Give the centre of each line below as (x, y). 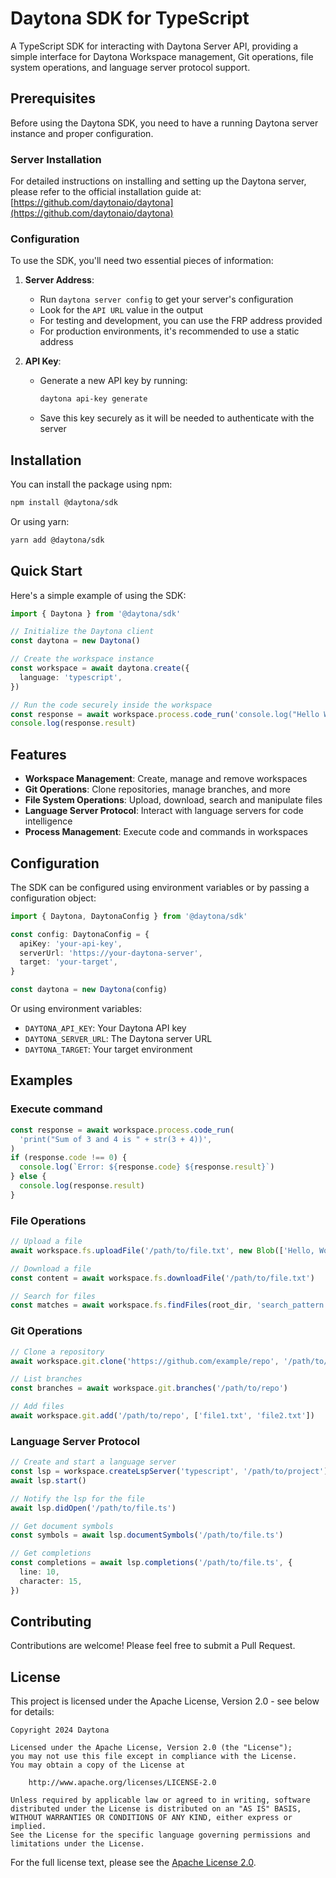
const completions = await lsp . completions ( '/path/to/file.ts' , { (151, 1563)
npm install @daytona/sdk (64, 503)
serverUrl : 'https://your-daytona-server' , (111, 953)
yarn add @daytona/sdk (57, 540)
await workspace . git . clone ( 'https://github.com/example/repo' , (145, 1361)
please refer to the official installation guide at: (106, 192)
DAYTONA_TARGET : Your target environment (108, 1049)
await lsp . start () (48, 1480)
